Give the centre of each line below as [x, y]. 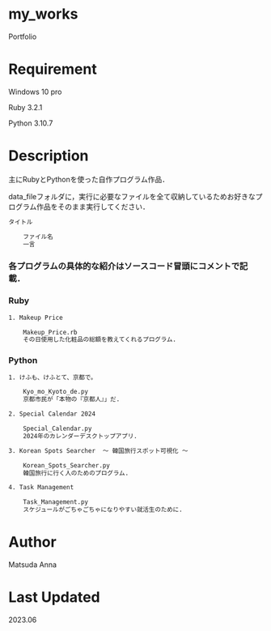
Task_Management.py [56, 502]
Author [32, 542]
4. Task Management [41, 488]
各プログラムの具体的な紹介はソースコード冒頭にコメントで [124, 266]
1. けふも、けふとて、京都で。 [53, 377]
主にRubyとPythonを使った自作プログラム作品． [89, 179]
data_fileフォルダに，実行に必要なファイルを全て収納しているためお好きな [132, 196]
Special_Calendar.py [57, 429]
